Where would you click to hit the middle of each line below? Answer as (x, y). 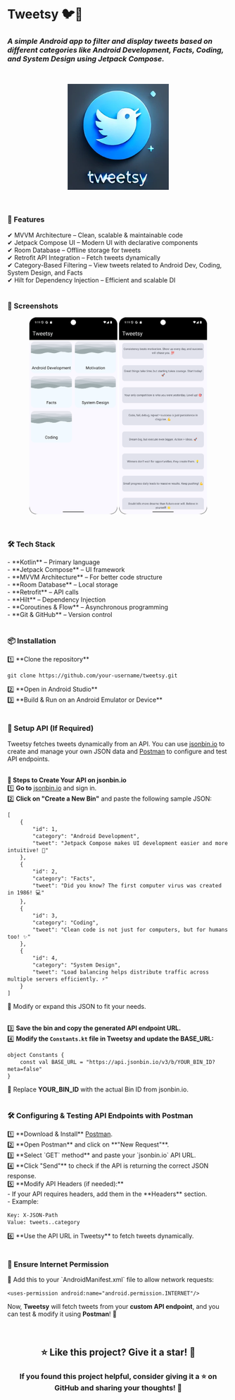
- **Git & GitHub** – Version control (60, 615)
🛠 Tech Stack (31, 544)
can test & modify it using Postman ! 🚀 (62, 1314)
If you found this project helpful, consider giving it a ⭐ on (118, 1376)
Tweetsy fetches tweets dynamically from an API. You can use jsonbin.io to (116, 743)
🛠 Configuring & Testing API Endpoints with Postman (100, 1115)
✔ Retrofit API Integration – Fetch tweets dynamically (84, 257)
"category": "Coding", (66, 923)
